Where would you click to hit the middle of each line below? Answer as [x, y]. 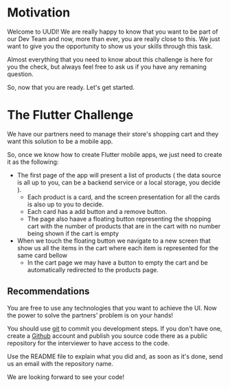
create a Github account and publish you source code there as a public [107, 336]
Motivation [39, 13]
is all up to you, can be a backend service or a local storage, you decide [119, 182]
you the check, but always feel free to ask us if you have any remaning [107, 66]
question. [21, 74]
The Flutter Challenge [70, 115]
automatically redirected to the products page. [93, 269]
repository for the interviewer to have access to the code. [88, 343]
